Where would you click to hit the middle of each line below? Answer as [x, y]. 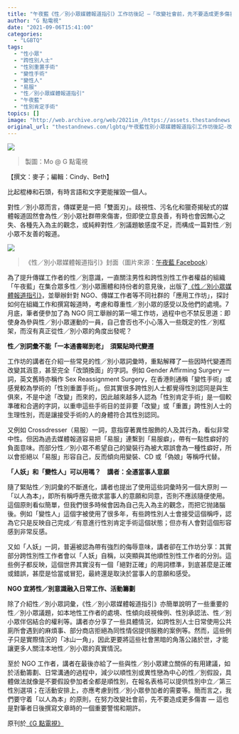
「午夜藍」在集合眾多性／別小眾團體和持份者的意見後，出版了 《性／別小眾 [116, 286]
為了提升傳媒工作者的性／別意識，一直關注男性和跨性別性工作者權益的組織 [116, 277]
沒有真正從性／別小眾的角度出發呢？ [79, 331]
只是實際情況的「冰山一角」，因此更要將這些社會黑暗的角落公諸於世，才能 [121, 639]
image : [17, 120]
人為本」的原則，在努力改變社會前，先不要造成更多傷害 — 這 [133, 699]
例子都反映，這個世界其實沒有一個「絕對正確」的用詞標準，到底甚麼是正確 [122, 564]
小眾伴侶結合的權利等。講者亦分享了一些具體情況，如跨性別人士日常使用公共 [119, 621]
